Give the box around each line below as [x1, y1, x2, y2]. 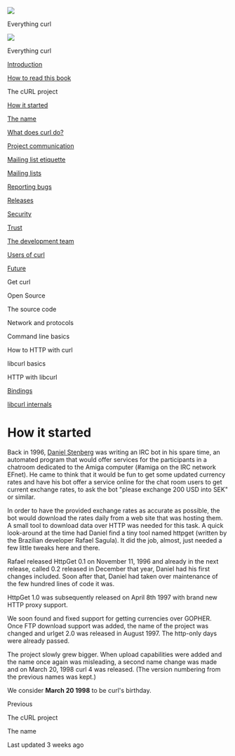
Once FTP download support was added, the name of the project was [7, 621, 209, 630]
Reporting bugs [7, 183, 53, 191]
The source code [7, 305, 57, 313]
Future [7, 264, 27, 272]
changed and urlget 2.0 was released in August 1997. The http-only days [7, 629, 217, 637]
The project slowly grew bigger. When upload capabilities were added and [7, 650, 222, 658]
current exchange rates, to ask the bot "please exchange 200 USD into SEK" [7, 485, 228, 493]
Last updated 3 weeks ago [7, 741, 84, 749]
